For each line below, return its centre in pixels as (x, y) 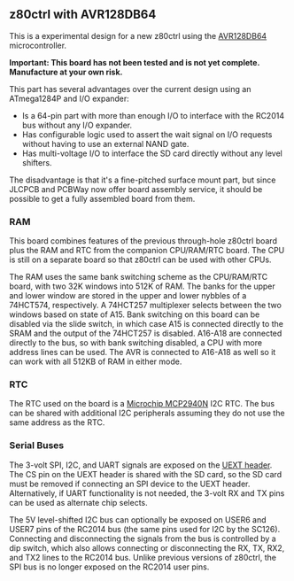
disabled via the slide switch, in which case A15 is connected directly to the (146, 324)
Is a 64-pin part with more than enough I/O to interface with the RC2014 (153, 115)
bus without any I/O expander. (77, 125)
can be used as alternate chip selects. (78, 502)
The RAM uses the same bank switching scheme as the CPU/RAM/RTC (139, 277)
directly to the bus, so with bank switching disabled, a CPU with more (136, 343)
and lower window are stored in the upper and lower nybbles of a (128, 296)
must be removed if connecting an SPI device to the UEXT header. (130, 484)
